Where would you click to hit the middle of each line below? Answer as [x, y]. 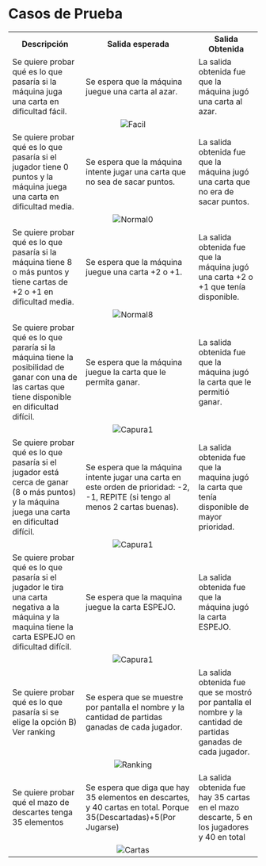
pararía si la [34, 347]
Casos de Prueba [65, 14]
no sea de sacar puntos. [131, 182]
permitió [214, 392]
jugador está [36, 472]
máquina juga [37, 91]
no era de [216, 191]
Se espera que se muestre [135, 697]
